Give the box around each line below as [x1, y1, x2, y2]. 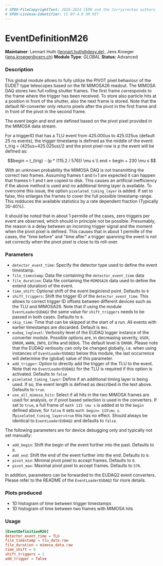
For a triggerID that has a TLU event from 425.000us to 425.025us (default [5, 132, 155, 138]
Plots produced [5, 489, 42, 496]
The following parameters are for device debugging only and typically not [5, 427, 152, 433]
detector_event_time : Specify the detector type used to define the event [12, 262, 157, 268]
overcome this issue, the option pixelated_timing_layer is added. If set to [5, 188, 153, 193]
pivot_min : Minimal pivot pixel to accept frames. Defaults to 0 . [12, 458, 136, 463]
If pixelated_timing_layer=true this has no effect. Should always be [12, 413, 148, 419]
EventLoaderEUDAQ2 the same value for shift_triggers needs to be [12, 309, 145, 315]
